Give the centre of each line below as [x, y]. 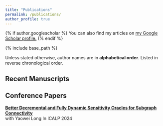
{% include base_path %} [31, 48]
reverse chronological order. [34, 63]
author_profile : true [28, 19]
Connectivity [19, 113]
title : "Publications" [29, 10]
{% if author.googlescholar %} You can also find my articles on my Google [81, 33]
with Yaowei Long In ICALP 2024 [39, 118]
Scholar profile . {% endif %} [34, 38]
